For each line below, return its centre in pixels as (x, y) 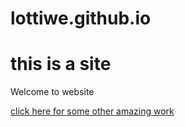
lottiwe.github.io (81, 18)
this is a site (61, 64)
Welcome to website (52, 92)
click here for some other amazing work (92, 111)
